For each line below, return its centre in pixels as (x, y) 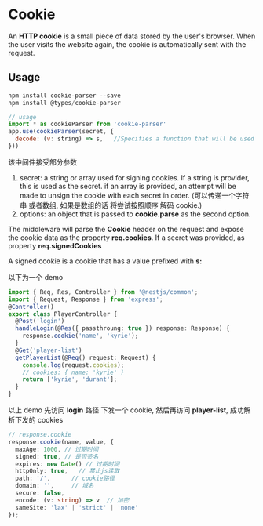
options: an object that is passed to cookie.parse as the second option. (135, 214)
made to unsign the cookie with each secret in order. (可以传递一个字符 (134, 195)
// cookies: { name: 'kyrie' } (73, 372)
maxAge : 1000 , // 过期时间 (57, 449)
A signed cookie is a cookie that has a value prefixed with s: (105, 261)
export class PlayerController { (63, 314)
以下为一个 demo (36, 277)
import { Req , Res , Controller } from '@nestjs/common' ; (103, 292)
